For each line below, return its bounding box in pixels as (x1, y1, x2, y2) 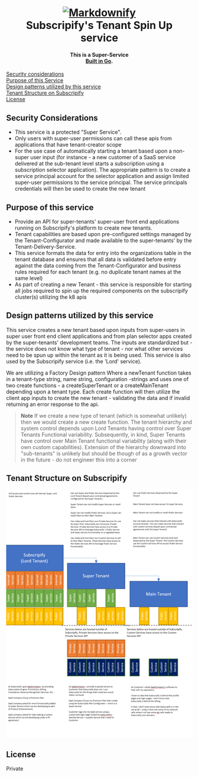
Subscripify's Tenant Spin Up (25, 19, 173, 32)
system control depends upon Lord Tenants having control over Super (20, 424, 191, 431)
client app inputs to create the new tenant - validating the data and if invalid (6, 394, 190, 401)
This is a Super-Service (70, 51, 129, 58)
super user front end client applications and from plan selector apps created (6, 333, 192, 340)
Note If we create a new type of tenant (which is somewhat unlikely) (20, 412, 187, 419)
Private (6, 765, 24, 772)
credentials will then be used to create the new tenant (14, 185, 146, 192)
